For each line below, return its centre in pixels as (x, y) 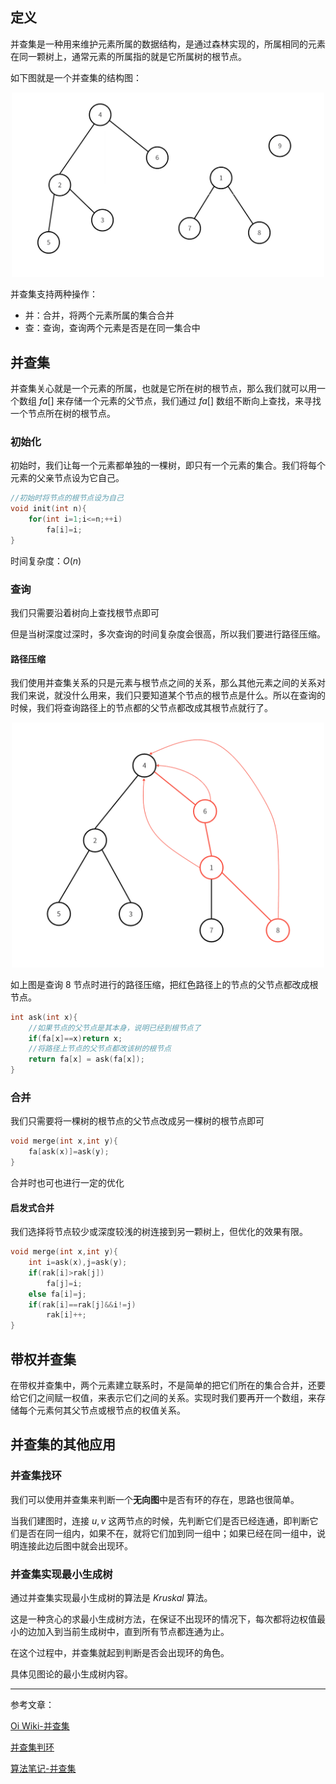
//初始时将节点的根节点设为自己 (67, 498)
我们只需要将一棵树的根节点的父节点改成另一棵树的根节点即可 (137, 1121)
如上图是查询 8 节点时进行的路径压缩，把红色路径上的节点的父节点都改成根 (164, 984)
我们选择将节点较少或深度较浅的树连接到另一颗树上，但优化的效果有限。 (159, 1232)
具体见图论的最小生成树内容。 (71, 1674)
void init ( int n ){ (48, 509)
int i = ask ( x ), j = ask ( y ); (78, 1263)
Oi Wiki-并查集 (40, 1725)
